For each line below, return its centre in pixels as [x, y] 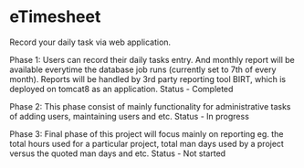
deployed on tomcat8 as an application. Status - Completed [121, 89]
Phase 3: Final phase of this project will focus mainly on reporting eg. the [147, 133]
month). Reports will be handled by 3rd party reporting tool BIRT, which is [147, 79]
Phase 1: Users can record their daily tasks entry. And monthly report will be [152, 59]
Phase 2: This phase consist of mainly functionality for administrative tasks [150, 106]
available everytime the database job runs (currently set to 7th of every [143, 69]
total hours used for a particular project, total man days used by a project [147, 143]
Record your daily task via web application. [90, 42]
